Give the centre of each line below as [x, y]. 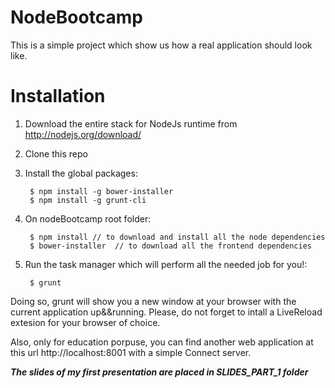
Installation [58, 96]
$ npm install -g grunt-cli [88, 200]
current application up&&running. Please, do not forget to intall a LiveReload [166, 312]
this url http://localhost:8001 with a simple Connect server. [131, 352]
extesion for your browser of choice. [85, 322]
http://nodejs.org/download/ [83, 134]
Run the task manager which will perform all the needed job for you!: [166, 264]
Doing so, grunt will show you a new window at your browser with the [153, 301]
